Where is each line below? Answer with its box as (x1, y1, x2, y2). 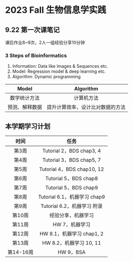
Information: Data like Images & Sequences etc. (12, 63, 108, 69)
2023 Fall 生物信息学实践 (5, 4, 106, 16)
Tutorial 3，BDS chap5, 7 (42, 157, 101, 164)
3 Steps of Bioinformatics (5, 52, 67, 59)
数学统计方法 (10, 94, 40, 101)
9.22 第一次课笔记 (5, 26, 60, 34)
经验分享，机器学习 (49, 212, 94, 219)
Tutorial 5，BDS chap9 (45, 184, 98, 191)
